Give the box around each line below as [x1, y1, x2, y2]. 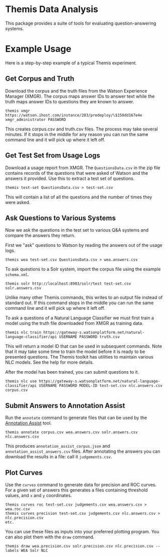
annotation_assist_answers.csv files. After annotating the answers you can [5, 448, 160, 454]
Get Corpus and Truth [5, 75, 74, 83]
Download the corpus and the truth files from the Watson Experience [5, 88, 147, 94]
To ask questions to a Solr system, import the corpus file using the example [5, 266, 161, 272]
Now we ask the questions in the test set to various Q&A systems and [5, 227, 149, 233]
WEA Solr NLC [21, 548, 49, 553]
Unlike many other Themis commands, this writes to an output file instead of [5, 295, 163, 301]
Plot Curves [5, 468, 43, 477]
